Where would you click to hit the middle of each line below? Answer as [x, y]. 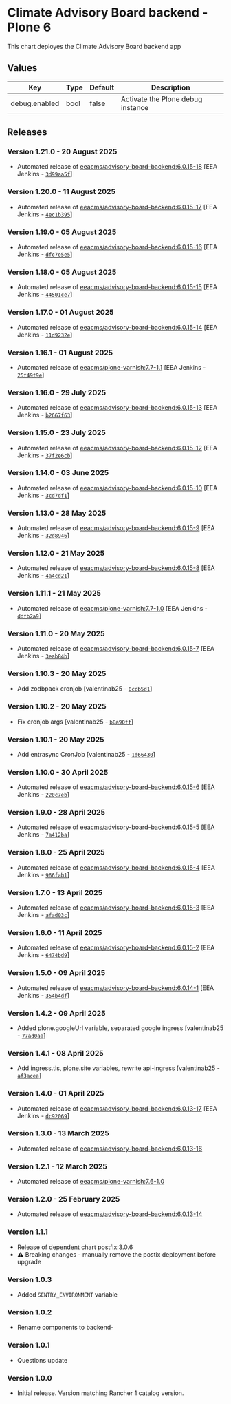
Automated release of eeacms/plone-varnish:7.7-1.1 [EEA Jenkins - [111, 367]
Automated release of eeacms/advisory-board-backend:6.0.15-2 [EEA [116, 947]
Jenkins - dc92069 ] [43, 1115]
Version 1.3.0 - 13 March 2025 [58, 1133]
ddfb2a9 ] [29, 616]
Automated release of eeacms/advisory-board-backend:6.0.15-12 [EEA [117, 448]
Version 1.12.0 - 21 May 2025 [56, 554]
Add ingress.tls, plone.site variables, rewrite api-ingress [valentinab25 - [118, 1068]
